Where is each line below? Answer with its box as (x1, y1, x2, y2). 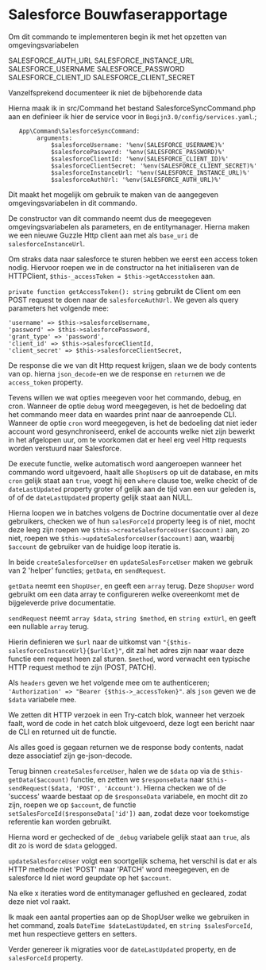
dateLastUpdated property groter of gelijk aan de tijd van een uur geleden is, (8, 484, 256, 493)
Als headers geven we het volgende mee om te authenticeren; (8, 678, 210, 687)
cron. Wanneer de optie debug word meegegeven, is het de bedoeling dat (8, 401, 247, 411)
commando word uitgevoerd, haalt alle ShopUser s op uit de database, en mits (8, 467, 259, 477)
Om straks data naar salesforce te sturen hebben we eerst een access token (8, 254, 258, 264)
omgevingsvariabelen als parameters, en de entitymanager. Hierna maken (8, 222, 250, 231)
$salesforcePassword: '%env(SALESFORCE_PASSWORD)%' (50, 148, 226, 156)
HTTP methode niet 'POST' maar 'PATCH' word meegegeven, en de (8, 864, 230, 874)
